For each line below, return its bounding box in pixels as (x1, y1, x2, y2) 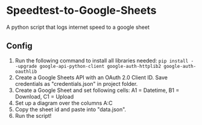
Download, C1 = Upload (14, 93, 74, 100)
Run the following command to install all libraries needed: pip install (14, 56, 189, 64)
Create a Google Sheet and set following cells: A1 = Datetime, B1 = (14, 87, 180, 94)
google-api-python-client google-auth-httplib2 (39, 63, 162, 69)
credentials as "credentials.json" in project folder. (14, 80, 138, 87)
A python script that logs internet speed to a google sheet (6, 23, 150, 31)
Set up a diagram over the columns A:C (14, 99, 113, 106)
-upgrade (14, 63, 37, 69)
